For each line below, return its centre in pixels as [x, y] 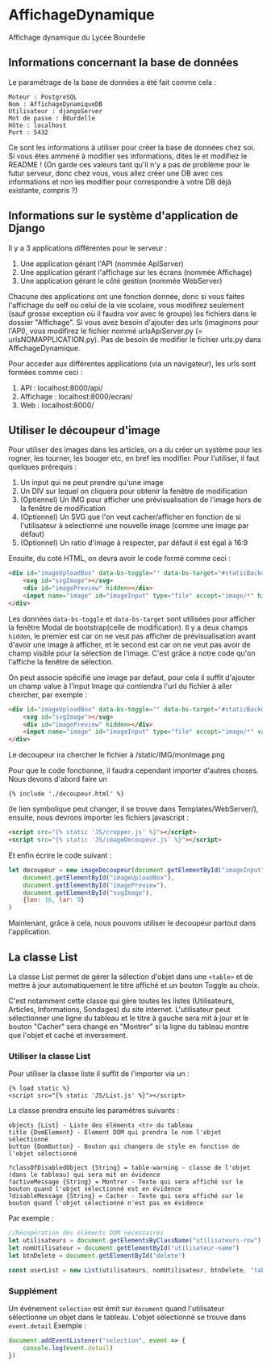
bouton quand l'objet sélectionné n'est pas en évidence [106, 1203]
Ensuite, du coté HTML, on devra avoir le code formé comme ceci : [120, 559]
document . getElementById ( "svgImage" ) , [88, 892]
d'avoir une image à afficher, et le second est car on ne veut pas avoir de [130, 644]
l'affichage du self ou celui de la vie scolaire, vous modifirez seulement [126, 305]
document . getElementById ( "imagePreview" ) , [95, 885]
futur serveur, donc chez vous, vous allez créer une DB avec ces [116, 173]
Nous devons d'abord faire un [58, 779]
